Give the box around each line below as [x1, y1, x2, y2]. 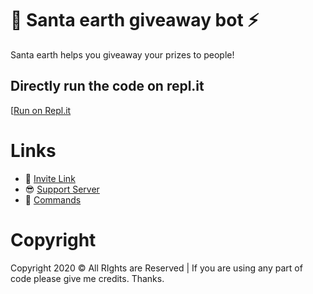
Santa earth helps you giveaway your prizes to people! [10, 48, 235, 61]
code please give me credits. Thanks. [10, 272, 165, 284]
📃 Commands [24, 193, 82, 206]
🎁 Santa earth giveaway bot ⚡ [10, 9, 260, 32]
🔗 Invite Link [24, 172, 76, 184]
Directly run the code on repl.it [10, 78, 205, 95]
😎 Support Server [24, 183, 100, 195]
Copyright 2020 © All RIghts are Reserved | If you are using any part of [10, 262, 303, 274]
